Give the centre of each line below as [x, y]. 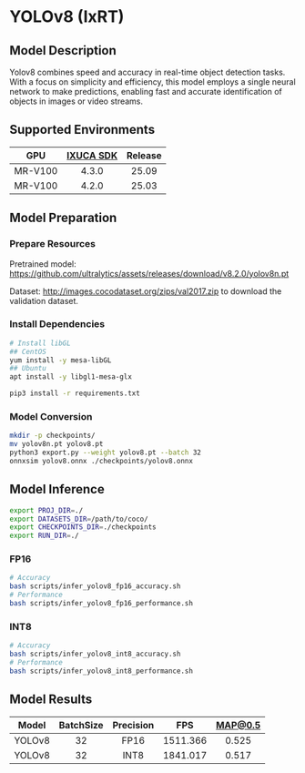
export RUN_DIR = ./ [44, 536]
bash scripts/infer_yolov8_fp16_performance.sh [102, 604]
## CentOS [28, 351]
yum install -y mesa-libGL [61, 360]
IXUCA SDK [92, 155]
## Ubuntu [28, 369]
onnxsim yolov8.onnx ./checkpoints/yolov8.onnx [102, 461]
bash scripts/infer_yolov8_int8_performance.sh [102, 671]
